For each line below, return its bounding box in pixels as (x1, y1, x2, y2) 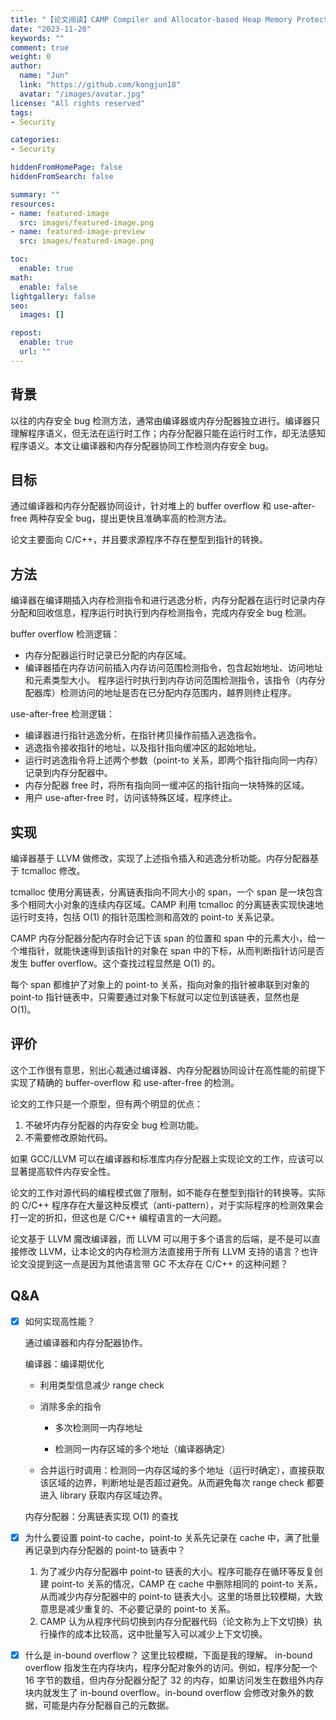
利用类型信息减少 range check (39, 1379, 165, 1391)
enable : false (19, 282, 78, 292)
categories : (10, 135, 60, 145)
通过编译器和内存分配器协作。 (24, 1336, 148, 1348)
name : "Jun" (19, 71, 70, 81)
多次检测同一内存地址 (54, 1421, 143, 1433)
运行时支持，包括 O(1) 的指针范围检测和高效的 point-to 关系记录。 (10, 911, 280, 923)
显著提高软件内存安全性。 (10, 1165, 116, 1177)
